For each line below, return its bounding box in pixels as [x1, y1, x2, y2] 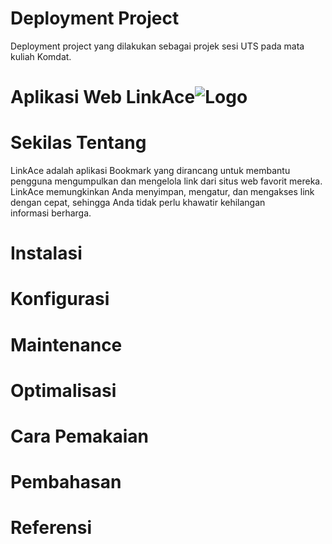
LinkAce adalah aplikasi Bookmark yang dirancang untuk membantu [10, 165, 291, 177]
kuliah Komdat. [10, 50, 72, 62]
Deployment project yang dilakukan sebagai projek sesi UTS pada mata [10, 40, 305, 52]
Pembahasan [10, 471, 122, 494]
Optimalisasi [10, 379, 117, 402]
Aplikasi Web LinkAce [10, 86, 196, 109]
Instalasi [10, 242, 83, 265]
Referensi [10, 517, 93, 539]
